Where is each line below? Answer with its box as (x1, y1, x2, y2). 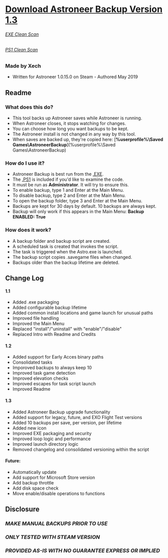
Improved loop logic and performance (12, 436, 91, 442)
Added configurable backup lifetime (12, 305, 87, 311)
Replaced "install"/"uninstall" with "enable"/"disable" (12, 326, 122, 332)
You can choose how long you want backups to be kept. (12, 126, 129, 132)
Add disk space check (12, 485, 59, 491)
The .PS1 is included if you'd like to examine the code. (12, 176, 124, 182)
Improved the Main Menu (12, 321, 65, 327)
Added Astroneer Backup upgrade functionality (12, 409, 110, 415)
